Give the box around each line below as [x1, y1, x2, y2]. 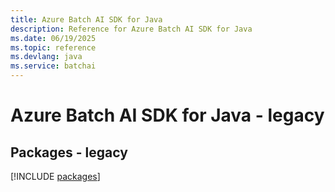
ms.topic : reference [10, 42, 97, 53]
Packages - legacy [10, 144, 128, 161]
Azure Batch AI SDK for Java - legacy [10, 104, 325, 127]
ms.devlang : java [10, 52, 83, 62]
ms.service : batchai [10, 61, 97, 71]
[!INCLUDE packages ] [10, 171, 101, 182]
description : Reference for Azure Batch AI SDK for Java [10, 24, 253, 34]
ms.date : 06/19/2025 [10, 33, 97, 43]
